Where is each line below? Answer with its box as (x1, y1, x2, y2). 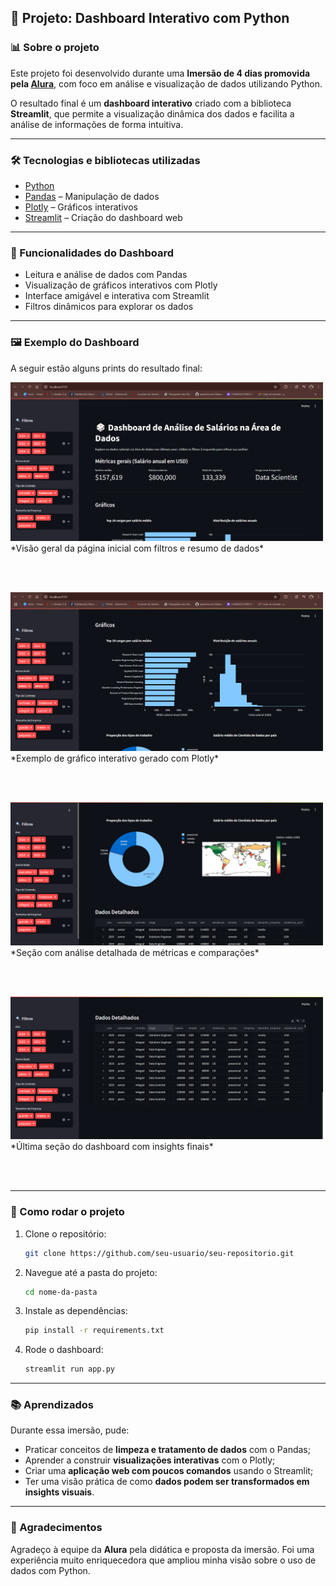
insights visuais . (24, 1486, 95, 1498)
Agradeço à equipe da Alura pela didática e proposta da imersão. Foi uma (10, 1543, 315, 1555)
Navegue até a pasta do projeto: (24, 1266, 158, 1278)
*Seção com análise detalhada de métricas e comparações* (10, 946, 260, 958)
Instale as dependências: (24, 1305, 128, 1317)
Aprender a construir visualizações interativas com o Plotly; (24, 1454, 276, 1466)
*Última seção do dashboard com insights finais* (10, 1141, 214, 1153)
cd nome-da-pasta (24, 1287, 98, 1297)
